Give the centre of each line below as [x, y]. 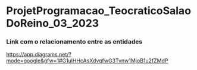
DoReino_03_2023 [53, 23]
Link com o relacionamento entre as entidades [74, 42]
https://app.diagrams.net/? [39, 55]
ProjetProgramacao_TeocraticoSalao [99, 11]
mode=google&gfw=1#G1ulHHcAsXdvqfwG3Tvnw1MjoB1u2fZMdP [87, 61]
